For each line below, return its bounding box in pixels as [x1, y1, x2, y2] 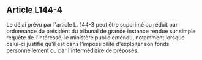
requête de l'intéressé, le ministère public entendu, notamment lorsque [6, 33, 185, 41]
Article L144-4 [6, 5, 62, 15]
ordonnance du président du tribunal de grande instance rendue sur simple [6, 27, 196, 35]
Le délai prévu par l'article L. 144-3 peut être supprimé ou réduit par [6, 21, 178, 28]
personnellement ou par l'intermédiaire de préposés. [6, 47, 139, 54]
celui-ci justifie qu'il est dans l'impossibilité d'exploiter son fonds [6, 40, 170, 47]
